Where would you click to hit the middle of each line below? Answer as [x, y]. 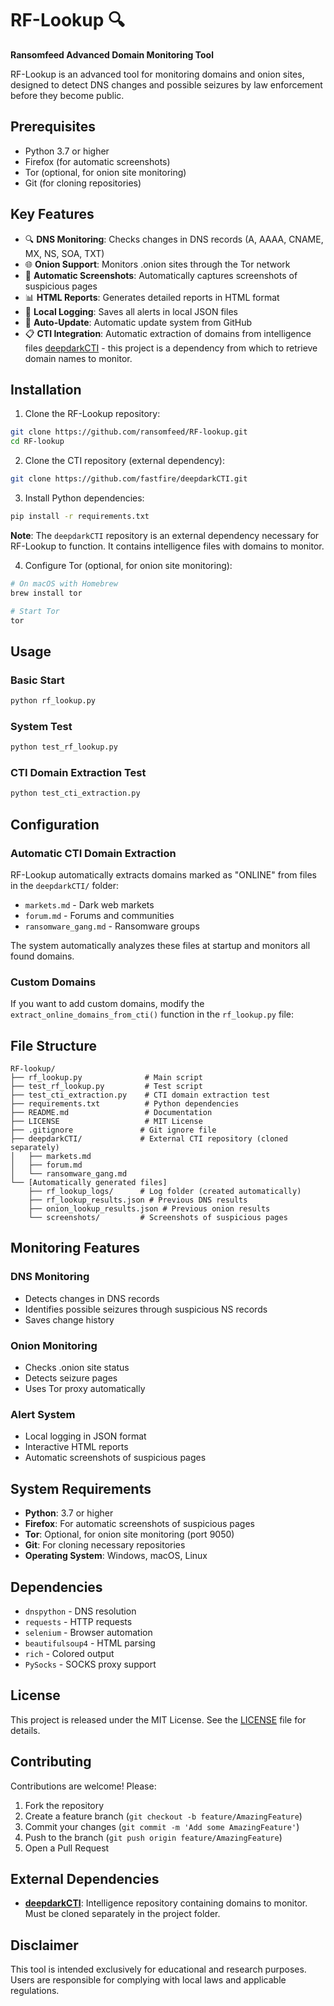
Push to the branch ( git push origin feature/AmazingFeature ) [153, 1837]
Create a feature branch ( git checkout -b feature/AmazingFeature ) [163, 1816]
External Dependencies [85, 1879]
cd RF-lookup [37, 442]
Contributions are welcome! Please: [83, 1786]
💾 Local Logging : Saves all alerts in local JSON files [131, 311]
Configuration [55, 824]
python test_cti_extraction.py [75, 793]
